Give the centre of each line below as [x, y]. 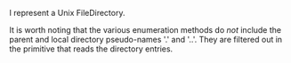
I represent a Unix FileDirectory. [67, 13]
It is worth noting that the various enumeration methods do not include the [145, 30]
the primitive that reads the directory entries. [91, 49]
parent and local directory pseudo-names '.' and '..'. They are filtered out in [146, 39]
